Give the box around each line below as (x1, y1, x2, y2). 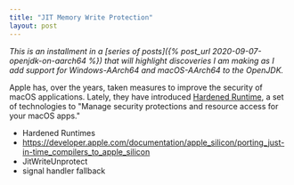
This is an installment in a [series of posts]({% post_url (9, 45, 211, 56)
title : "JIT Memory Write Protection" (9, 12, 153, 22)
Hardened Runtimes (21, 127, 96, 138)
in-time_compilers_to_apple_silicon (21, 146, 151, 157)
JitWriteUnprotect (21, 156, 88, 166)
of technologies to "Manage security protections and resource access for (9, 101, 279, 111)
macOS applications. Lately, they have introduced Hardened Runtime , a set (9, 91, 284, 102)
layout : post (9, 21, 58, 30)
